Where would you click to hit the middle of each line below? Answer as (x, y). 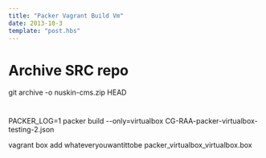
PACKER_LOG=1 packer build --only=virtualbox (86, 120)
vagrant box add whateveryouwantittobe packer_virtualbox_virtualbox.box (130, 144)
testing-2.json (31, 129)
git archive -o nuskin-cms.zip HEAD (68, 92)
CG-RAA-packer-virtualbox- (212, 120)
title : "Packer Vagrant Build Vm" (66, 16)
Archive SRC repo (68, 70)
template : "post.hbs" (45, 30)
